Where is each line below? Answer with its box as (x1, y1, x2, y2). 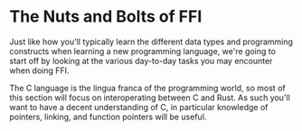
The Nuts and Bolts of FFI (9, 6, 203, 27)
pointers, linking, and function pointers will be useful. (9, 111, 207, 122)
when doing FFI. (9, 65, 70, 76)
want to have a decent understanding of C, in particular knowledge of (9, 101, 269, 112)
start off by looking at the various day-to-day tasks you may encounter (9, 55, 273, 66)
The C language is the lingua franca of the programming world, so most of (9, 82, 287, 93)
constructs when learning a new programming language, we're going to (9, 45, 276, 56)
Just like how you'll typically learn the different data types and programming (9, 36, 294, 47)
